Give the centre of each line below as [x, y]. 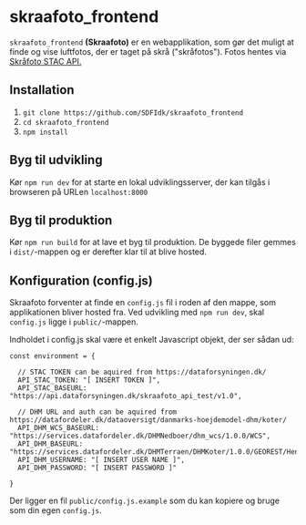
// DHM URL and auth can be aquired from [97, 412]
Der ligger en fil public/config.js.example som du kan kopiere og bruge [145, 501]
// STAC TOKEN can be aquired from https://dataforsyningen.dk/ [142, 372]
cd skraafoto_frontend [66, 122]
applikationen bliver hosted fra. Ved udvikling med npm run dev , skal [137, 313]
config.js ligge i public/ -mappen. [74, 322]
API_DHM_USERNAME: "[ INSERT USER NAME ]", [101, 460]
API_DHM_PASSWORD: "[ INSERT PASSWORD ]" [97, 468]
